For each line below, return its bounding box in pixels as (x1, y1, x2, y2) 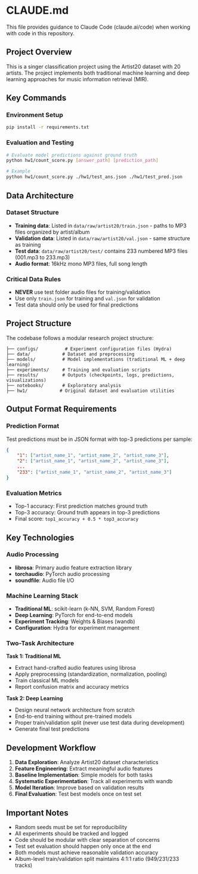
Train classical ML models (14, 677, 79, 684)
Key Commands (6, 93, 67, 103)
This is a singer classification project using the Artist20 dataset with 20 (6, 63, 181, 70)
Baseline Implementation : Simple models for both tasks (14, 771, 153, 778)
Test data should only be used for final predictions (14, 301, 139, 308)
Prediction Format (6, 422, 60, 430)
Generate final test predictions (14, 725, 89, 732)
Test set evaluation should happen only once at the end (14, 843, 151, 850)
